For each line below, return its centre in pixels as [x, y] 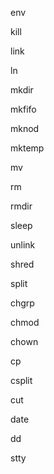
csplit [21, 380]
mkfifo [23, 109]
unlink [23, 245]
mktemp [27, 148]
